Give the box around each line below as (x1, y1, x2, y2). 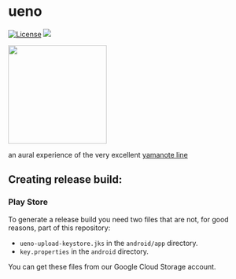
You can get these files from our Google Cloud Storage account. (8, 262, 216, 271)
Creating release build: (8, 173, 123, 187)
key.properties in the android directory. (19, 247, 149, 256)
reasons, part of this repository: (8, 223, 111, 232)
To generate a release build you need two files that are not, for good (8, 214, 230, 224)
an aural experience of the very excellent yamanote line (8, 150, 189, 159)
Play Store (8, 196, 49, 207)
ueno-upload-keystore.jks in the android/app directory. (19, 238, 198, 247)
